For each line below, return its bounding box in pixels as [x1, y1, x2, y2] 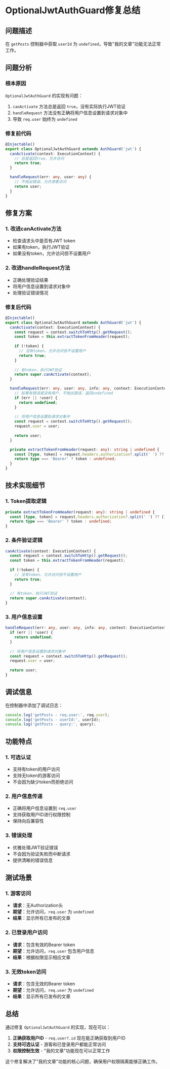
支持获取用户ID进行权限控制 [12, 812, 71, 818]
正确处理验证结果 [12, 277, 49, 283]
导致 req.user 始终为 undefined [12, 116, 77, 122]
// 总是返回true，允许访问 [14, 156, 64, 161]
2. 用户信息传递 [5, 793, 43, 800]
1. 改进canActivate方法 [5, 225, 62, 232]
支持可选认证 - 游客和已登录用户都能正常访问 [12, 1041, 106, 1047]
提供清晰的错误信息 [12, 857, 53, 863]
